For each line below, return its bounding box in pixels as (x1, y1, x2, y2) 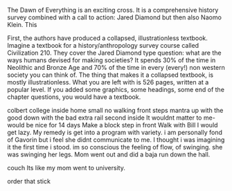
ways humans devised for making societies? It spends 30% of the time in (7, 56, 216, 64)
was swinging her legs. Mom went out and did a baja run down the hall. (7, 150, 211, 158)
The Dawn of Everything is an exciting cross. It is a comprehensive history (7, 6, 219, 14)
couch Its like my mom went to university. (7, 164, 126, 172)
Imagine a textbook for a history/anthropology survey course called (7, 42, 199, 49)
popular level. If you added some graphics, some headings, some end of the (7, 86, 225, 93)
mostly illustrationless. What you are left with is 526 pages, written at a (7, 78, 209, 86)
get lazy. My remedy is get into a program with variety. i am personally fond (7, 128, 223, 136)
